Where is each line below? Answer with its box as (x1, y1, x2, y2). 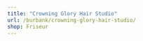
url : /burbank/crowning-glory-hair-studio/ (7, 17, 137, 24)
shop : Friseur (7, 23, 49, 30)
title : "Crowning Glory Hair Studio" (7, 10, 118, 17)
